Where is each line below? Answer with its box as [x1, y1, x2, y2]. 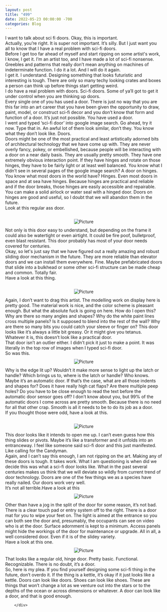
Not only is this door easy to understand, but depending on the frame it [5, 227, 151, 233]
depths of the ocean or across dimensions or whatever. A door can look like [5, 588, 161, 594]
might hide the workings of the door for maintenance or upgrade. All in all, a [5, 528, 161, 534]
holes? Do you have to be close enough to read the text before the [5, 388, 141, 394]
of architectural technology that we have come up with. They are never [5, 141, 151, 147]
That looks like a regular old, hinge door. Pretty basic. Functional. [5, 556, 139, 562]
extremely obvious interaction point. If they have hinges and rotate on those [5, 157, 161, 163]
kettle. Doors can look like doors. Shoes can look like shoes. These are [5, 577, 151, 583]
